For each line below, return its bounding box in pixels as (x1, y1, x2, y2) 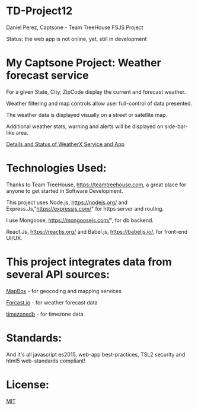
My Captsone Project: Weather (6, 56, 161, 69)
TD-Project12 (6, 4, 73, 18)
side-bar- (164, 123, 188, 130)
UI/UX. (6, 234, 23, 241)
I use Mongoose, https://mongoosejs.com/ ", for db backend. (6, 217, 154, 224)
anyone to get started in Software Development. (6, 187, 123, 194)
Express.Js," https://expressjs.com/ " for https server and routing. (6, 205, 164, 212)
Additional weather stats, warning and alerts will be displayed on (6, 123, 164, 130)
